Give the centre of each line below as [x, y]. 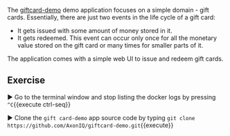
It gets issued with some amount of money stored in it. [95, 31]
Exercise [26, 80]
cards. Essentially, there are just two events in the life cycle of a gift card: [112, 17]
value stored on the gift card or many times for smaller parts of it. [110, 45]
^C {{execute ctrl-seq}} [39, 104]
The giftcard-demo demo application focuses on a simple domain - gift [108, 10]
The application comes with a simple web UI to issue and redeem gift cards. [115, 59]
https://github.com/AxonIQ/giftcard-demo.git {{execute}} [90, 125]
